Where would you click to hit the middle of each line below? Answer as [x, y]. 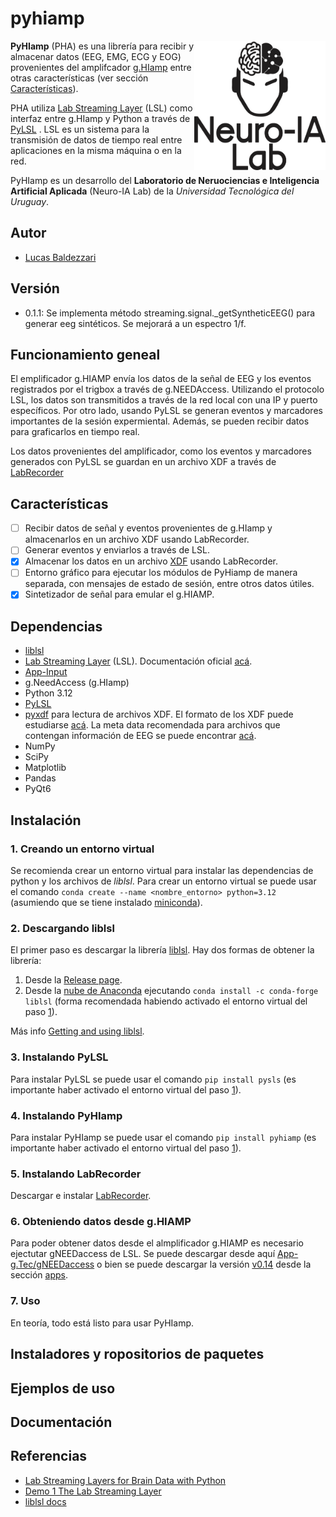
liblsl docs [45, 1501]
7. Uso [25, 1301]
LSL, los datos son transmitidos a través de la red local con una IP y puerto [164, 400]
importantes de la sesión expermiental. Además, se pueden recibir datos [160, 421]
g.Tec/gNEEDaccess [52, 1264]
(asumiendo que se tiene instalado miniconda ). [106, 902]
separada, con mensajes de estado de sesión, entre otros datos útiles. [169, 584]
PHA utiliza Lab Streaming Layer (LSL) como [101, 108]
